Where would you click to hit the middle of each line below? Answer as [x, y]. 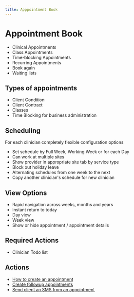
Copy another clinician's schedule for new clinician [63, 177]
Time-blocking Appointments [41, 57]
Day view [21, 215]
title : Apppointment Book [31, 9]
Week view [23, 220]
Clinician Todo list [30, 252]
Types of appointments [41, 88]
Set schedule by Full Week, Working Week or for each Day [71, 152]
